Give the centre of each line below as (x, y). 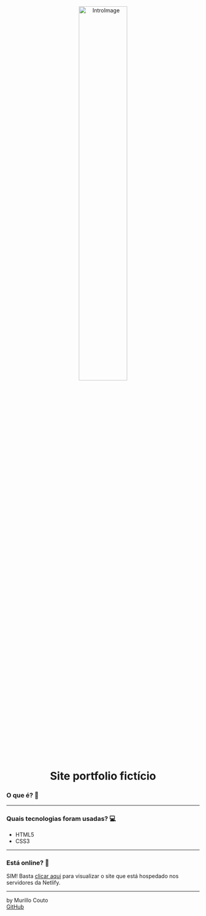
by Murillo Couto (27, 900)
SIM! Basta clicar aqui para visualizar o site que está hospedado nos (93, 876)
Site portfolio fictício (103, 776)
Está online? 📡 (28, 863)
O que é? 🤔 (23, 796)
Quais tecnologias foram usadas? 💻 (61, 819)
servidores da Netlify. (33, 883)
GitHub (15, 907)
